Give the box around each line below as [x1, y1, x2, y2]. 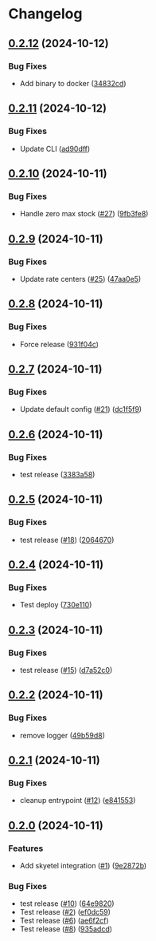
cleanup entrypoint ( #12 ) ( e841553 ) [19, 796, 136, 805]
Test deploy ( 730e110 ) [19, 600, 92, 610]
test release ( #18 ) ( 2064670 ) [19, 535, 115, 544]
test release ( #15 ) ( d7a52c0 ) [19, 666, 113, 675]
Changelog [8, 5, 83, 23]
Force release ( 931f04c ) [19, 339, 99, 349]
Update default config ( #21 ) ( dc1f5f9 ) [19, 405, 142, 414]
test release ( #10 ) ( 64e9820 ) [19, 899, 115, 908]
